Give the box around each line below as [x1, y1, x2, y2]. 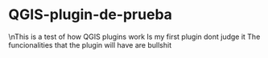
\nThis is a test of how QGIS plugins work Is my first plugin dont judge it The [8, 32, 261, 41]
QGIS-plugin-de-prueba [8, 6, 173, 24]
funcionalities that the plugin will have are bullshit [8, 40, 171, 49]
